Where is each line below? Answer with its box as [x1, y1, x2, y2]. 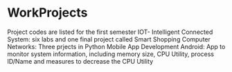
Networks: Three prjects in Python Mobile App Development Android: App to [7, 42, 226, 51]
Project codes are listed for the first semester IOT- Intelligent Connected [7, 28, 213, 36]
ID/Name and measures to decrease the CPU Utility [7, 57, 154, 65]
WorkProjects [7, 5, 88, 21]
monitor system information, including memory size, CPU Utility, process [7, 50, 215, 58]
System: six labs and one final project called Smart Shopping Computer [7, 35, 211, 43]
